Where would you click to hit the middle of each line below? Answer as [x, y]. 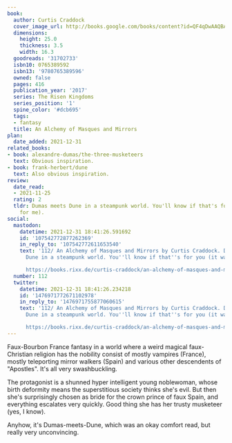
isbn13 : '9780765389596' [49, 71]
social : [18, 219]
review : [18, 180]
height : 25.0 [38, 39]
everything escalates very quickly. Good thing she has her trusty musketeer [115, 404]
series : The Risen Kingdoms [54, 97]
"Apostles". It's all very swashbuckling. [62, 368]
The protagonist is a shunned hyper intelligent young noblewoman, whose [113, 382]
